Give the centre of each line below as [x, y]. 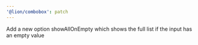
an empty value [25, 35]
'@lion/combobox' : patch [37, 12]
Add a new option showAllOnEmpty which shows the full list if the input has [99, 29]
